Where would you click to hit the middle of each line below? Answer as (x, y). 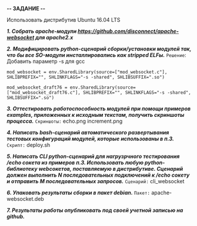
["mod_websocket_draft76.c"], (44, 93)
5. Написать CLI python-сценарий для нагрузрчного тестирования (93, 156)
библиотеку (22, 169)
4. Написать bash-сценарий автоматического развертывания (88, 132)
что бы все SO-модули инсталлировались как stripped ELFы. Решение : (97, 55)
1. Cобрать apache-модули (42, 31)
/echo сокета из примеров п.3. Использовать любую (75, 163)
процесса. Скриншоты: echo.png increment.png (65, 121)
